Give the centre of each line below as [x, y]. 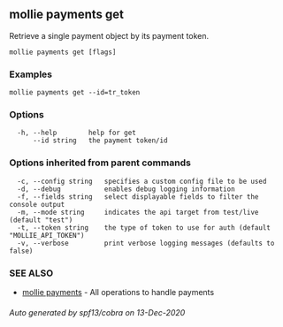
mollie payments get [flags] [63, 52]
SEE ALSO [31, 273]
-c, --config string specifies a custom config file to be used [142, 181]
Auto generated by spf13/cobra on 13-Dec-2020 [97, 312]
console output [37, 204]
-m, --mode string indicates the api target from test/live [138, 212]
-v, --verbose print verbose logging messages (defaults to [146, 243]
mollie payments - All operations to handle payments [118, 292]
